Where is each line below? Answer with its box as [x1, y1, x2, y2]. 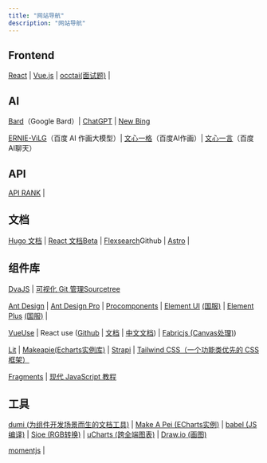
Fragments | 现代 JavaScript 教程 [8, 371, 117, 381]
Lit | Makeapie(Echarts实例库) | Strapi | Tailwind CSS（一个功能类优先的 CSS [8, 344, 260, 355]
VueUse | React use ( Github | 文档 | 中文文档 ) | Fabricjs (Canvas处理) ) [8, 328, 237, 337]
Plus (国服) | [8, 311, 48, 320]
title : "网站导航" [8, 11, 65, 20]
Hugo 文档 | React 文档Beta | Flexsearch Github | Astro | [8, 236, 190, 245]
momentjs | [8, 445, 45, 455]
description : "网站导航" [8, 19, 86, 27]
